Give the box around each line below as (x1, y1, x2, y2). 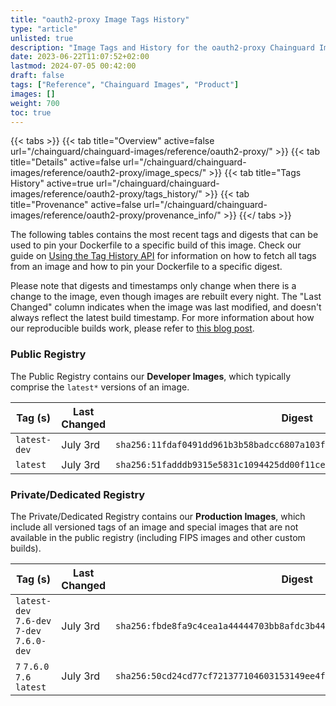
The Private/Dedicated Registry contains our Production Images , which (10, 510, 306, 522)
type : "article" (10, 24, 78, 34)
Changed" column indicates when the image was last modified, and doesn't (10, 301, 322, 313)
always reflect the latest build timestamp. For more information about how (10, 312, 315, 324)
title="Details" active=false (10, 156, 121, 168)
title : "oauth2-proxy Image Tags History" (10, 14, 190, 25)
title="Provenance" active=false (10, 199, 142, 211)
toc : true (10, 107, 52, 118)
